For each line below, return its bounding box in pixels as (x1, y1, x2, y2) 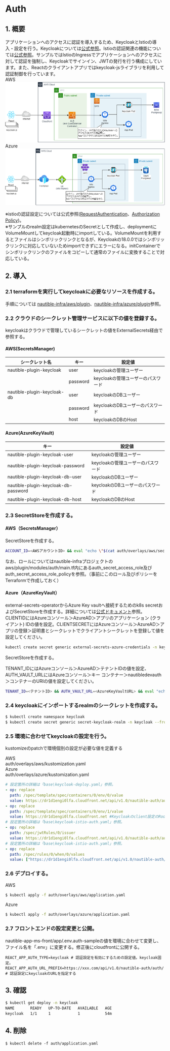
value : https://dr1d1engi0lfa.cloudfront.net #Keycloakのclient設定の (10, 814, 159, 819)
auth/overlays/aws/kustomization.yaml (5, 761, 86, 767)
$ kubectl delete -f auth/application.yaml (5, 1041, 99, 1046)
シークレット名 (20, 359, 52, 365)
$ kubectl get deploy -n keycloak (5, 1000, 78, 1006)
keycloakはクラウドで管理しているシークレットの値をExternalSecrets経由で (5, 327, 163, 333)
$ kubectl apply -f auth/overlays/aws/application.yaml (5, 892, 125, 897)
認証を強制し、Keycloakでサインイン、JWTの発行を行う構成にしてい (18, 58, 162, 64)
